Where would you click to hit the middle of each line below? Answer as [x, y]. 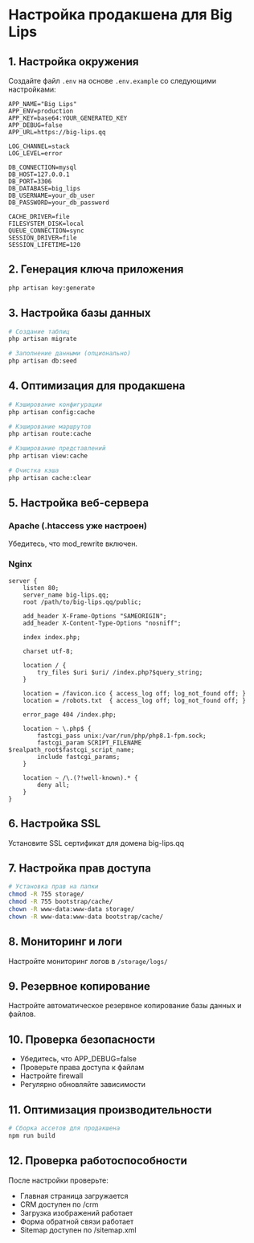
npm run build [32, 1135]
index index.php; [52, 637]
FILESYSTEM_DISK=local [46, 224]
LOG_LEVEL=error [35, 154]
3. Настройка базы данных [80, 313]
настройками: [32, 89]
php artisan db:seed [43, 361]
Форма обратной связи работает [77, 1221]
